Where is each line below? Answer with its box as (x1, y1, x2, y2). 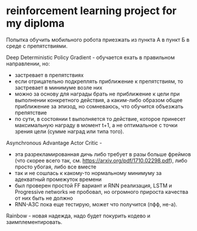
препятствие (14, 109, 47, 116)
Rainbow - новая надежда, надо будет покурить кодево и (6, 212, 150, 219)
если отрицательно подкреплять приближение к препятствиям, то (14, 78, 183, 85)
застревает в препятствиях (14, 71, 84, 78)
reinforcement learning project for (6, 4, 177, 18)
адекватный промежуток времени (14, 176, 102, 183)
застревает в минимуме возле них (14, 84, 103, 91)
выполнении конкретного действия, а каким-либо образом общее (14, 96, 183, 104)
